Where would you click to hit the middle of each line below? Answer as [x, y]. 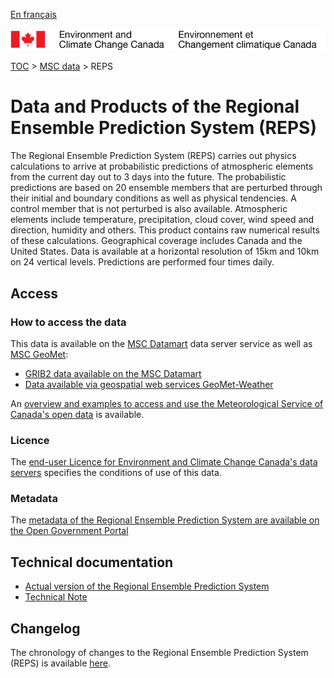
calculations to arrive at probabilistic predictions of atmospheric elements [162, 166]
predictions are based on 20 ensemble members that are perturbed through [166, 188]
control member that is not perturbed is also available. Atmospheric [149, 209]
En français [33, 14]
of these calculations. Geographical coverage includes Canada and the [156, 241]
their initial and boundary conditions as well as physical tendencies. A [153, 198]
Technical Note [56, 597]
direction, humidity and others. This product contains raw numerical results [165, 230]
